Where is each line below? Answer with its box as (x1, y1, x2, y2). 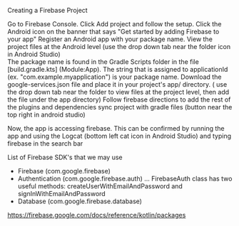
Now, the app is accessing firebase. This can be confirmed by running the (7, 124, 225, 132)
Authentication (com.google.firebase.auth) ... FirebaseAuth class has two (17, 174, 233, 183)
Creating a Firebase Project (7, 6, 88, 14)
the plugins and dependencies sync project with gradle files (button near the (7, 103, 233, 111)
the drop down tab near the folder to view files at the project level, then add (7, 88, 230, 96)
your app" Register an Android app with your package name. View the (7, 35, 213, 43)
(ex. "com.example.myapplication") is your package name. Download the (7, 72, 222, 81)
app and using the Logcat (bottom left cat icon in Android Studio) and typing (7, 131, 232, 140)
